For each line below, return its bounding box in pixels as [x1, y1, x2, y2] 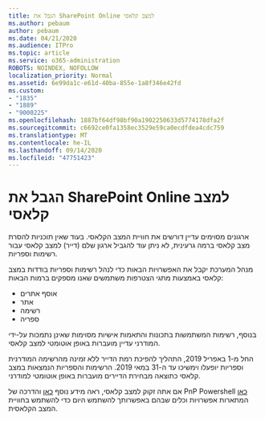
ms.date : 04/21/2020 [8, 34, 78, 43]
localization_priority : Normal [8, 72, 113, 80]
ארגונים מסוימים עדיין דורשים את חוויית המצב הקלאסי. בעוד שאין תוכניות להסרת [8, 232, 249, 242]
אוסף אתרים [19, 288, 58, 298]
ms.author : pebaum [8, 19, 70, 27]
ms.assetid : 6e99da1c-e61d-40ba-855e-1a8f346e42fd [8, 79, 181, 87]
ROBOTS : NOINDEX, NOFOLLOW [8, 64, 99, 72]
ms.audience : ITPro [8, 42, 74, 50]
